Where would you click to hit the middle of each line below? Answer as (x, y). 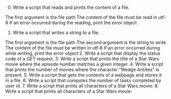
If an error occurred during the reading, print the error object (73, 23)
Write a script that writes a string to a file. (56, 32)
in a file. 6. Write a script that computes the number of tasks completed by (83, 80)
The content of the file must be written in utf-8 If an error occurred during (83, 48)
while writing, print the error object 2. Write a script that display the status (83, 53)
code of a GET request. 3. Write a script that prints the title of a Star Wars (82, 59)
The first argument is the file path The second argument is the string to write (86, 42)
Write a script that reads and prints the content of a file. (71, 7)
